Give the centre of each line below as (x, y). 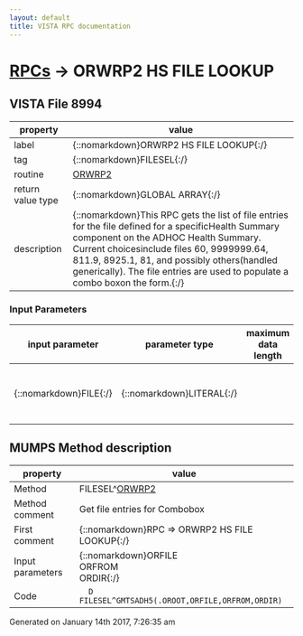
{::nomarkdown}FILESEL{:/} (130, 159)
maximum (268, 332)
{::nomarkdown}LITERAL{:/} (179, 393)
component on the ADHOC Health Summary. (167, 238)
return (27, 189)
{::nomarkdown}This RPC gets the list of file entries (180, 215)
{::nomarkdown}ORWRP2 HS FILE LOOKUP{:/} (170, 145)
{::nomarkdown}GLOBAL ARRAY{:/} (147, 194)
